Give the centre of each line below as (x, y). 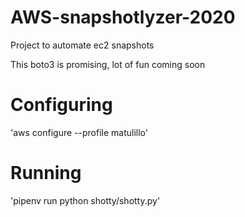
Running (46, 173)
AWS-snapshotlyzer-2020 (123, 17)
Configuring (61, 105)
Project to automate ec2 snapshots (82, 45)
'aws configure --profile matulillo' (79, 132)
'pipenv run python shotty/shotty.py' (85, 200)
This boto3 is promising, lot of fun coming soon (108, 64)
